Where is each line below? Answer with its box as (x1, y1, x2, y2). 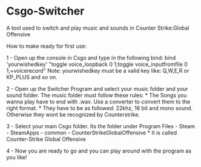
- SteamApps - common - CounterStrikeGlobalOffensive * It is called (6, 129, 177, 136)
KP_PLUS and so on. (6, 73, 58, 80)
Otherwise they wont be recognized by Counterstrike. (6, 111, 140, 118)
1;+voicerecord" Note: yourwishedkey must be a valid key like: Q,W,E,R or (6, 67, 189, 74)
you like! (6, 153, 27, 161)
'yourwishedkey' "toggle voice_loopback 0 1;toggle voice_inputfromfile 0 (6, 61, 188, 68)
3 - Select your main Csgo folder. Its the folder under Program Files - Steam (6, 122, 196, 129)
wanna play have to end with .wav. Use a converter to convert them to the (6, 98, 191, 105)
